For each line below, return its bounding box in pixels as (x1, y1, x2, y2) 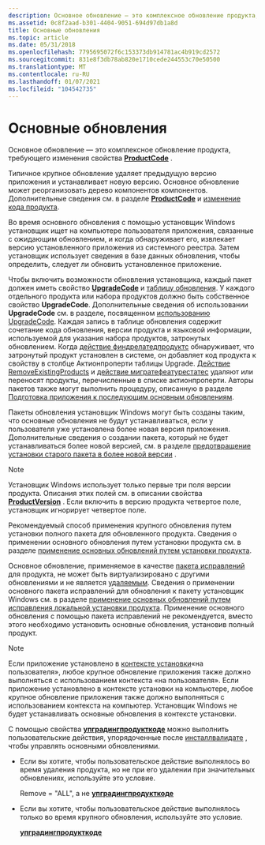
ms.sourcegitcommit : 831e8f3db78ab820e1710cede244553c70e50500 (8, 56, 221, 64)
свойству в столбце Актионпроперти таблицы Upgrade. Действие (8, 359, 231, 368)
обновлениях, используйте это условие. (19, 773, 156, 783)
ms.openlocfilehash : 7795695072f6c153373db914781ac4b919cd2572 (8, 48, 221, 56)
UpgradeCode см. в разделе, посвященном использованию (8, 309, 211, 318)
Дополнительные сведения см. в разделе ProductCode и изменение (8, 194, 241, 204)
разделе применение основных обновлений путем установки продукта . (8, 546, 252, 555)
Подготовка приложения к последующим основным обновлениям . (8, 392, 235, 402)
